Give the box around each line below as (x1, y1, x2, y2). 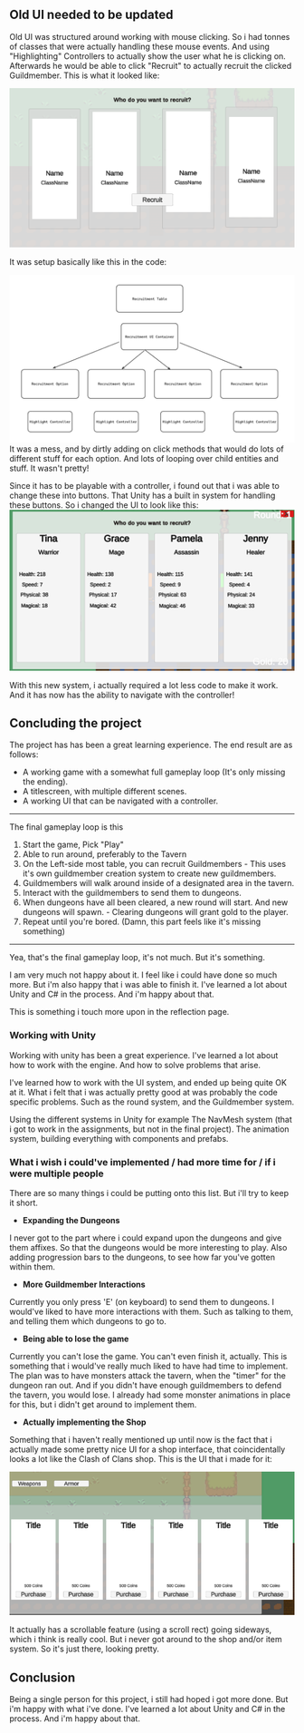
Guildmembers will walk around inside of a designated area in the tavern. (22, 878, 295, 889)
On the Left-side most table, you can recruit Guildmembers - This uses (22, 859, 287, 870)
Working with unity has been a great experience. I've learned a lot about (9, 1049, 279, 1060)
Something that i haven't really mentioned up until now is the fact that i (9, 1435, 273, 1446)
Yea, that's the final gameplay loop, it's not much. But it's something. (9, 952, 265, 963)
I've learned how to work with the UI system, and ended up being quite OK (9, 1076, 288, 1087)
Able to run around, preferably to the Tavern (22, 849, 187, 860)
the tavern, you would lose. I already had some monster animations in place (9, 1389, 291, 1400)
